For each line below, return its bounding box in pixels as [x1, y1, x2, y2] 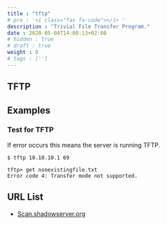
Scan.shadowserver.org [17, 209, 86, 218]
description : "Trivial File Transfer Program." [7, 23, 150, 30]
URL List [7, 191, 44, 203]
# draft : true [7, 42, 51, 49]
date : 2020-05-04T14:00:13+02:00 [7, 29, 107, 37]
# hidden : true [7, 36, 54, 43]
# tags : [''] [7, 55, 49, 62]
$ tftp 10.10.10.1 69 [7, 154, 70, 161]
